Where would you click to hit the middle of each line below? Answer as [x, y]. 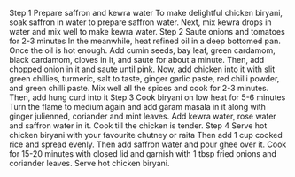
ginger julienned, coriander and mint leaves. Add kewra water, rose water [143, 116]
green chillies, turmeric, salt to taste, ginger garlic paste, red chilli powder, [144, 78]
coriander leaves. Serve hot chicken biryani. [89, 163]
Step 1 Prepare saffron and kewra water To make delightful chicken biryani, [146, 13]
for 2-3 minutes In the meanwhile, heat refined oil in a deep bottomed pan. [145, 41]
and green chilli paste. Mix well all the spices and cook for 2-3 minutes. [139, 88]
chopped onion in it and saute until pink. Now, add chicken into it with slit [142, 69]
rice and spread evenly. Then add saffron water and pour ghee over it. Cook [148, 144]
